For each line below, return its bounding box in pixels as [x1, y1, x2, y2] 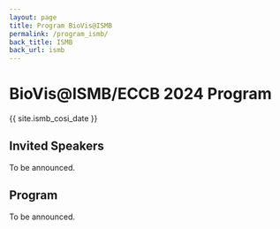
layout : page [9, 12, 57, 22]
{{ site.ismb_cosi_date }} [9, 113, 98, 124]
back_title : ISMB [9, 37, 73, 47]
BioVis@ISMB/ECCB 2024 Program [9, 84, 272, 104]
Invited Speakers [9, 139, 104, 154]
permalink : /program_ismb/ [9, 29, 109, 38]
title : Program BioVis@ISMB [9, 21, 113, 30]
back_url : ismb [9, 46, 65, 55]
